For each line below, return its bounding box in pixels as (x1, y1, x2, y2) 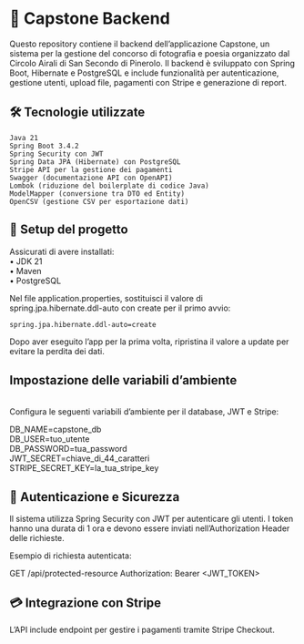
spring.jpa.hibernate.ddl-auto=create (9, 320, 157, 329)
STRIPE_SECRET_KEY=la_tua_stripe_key (9, 463, 159, 474)
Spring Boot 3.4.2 (9, 141, 79, 150)
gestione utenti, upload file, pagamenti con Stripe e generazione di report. (9, 77, 287, 87)
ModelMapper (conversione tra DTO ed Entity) (9, 189, 185, 199)
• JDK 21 (9, 255, 43, 267)
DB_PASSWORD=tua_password (9, 444, 127, 455)
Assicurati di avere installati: (9, 246, 115, 257)
